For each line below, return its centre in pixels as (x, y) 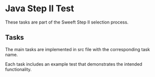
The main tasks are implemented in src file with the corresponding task (77, 49)
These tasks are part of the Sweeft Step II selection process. (67, 22)
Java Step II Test (40, 9)
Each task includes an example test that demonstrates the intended (74, 64)
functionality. (19, 69)
